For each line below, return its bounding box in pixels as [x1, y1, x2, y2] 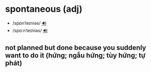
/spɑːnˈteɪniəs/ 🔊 [12, 27, 48, 33]
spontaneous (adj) [5, 3, 83, 15]
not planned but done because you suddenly [5, 43, 147, 52]
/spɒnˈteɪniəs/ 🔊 [12, 20, 47, 26]
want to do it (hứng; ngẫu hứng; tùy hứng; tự [5, 51, 146, 60]
